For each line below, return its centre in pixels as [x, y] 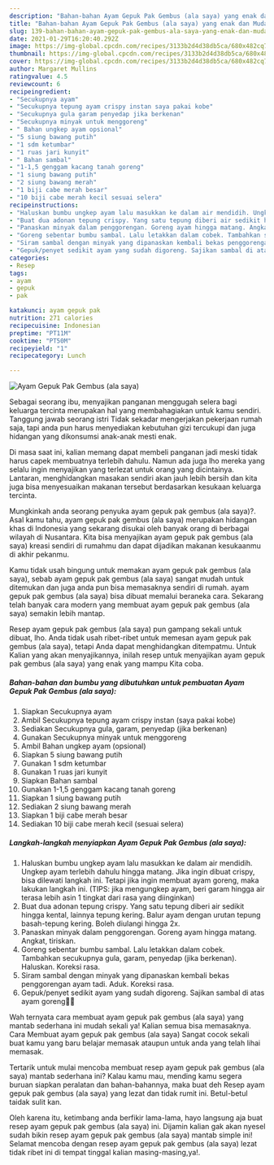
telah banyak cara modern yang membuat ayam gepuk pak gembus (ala [130, 605]
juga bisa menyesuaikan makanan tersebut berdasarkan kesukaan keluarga [135, 487]
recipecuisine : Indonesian [55, 325]
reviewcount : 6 [35, 84]
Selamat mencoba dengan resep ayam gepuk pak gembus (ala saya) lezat [133, 1144]
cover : [20, 62]
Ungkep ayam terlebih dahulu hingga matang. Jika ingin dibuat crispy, [138, 872]
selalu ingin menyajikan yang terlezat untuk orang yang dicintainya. [122, 469]
